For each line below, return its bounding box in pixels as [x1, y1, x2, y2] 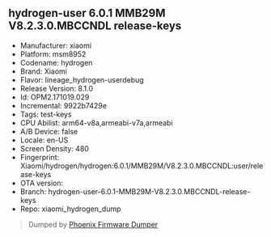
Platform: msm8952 [19, 49, 87, 59]
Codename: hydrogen [19, 57, 93, 67]
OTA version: [19, 178, 64, 188]
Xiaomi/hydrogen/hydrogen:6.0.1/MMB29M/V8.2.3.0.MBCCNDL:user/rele [19, 161, 264, 171]
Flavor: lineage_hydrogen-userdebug [19, 74, 144, 84]
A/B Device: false [19, 126, 78, 136]
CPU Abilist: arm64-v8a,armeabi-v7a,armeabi [19, 117, 173, 128]
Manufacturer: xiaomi [19, 40, 91, 50]
